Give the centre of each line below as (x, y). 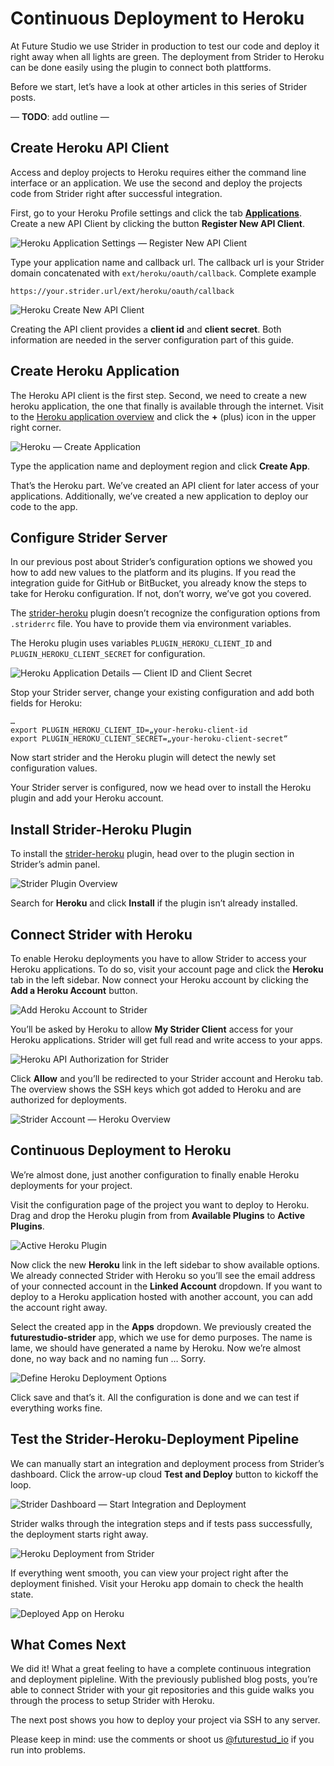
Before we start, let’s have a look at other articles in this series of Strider (159, 86)
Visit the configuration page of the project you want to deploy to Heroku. (160, 1204)
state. (22, 1594)
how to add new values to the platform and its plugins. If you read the (153, 573)
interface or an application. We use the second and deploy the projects (156, 183)
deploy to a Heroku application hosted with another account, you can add (161, 1296)
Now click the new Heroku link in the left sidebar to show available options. (165, 1264)
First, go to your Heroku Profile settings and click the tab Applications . (156, 213)
